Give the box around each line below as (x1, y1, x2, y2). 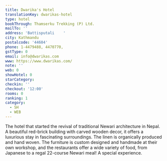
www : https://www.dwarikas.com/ (5, 58, 72, 63)
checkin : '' (5, 81, 30, 86)
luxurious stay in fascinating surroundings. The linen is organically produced (5, 133, 162, 140)
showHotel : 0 (5, 72, 32, 77)
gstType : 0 (5, 49, 28, 54)
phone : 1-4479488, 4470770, (5, 44, 64, 49)
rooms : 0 (5, 91, 23, 96)
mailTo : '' (5, 26, 28, 31)
